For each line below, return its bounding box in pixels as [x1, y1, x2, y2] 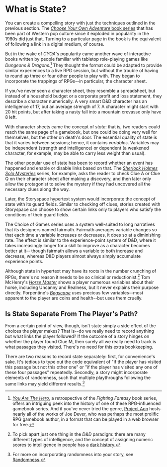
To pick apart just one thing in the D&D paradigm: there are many [12, 431, 146, 437]
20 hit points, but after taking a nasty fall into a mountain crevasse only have [5, 108, 162, 115]
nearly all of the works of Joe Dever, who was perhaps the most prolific [12, 411, 159, 417]
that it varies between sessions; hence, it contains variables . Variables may [5, 139, 159, 145]
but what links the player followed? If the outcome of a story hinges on [5, 333, 150, 339]
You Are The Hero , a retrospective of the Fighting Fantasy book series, [12, 395, 158, 401]
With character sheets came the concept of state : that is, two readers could [5, 123, 160, 130]
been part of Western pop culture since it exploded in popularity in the [5, 30, 149, 36]
